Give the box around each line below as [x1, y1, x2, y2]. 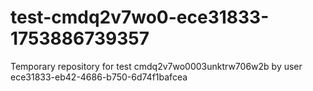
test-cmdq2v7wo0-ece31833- [10, 6, 270, 29]
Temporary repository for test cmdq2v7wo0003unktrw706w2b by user [10, 60, 303, 72]
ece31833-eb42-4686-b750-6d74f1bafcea [10, 71, 188, 83]
